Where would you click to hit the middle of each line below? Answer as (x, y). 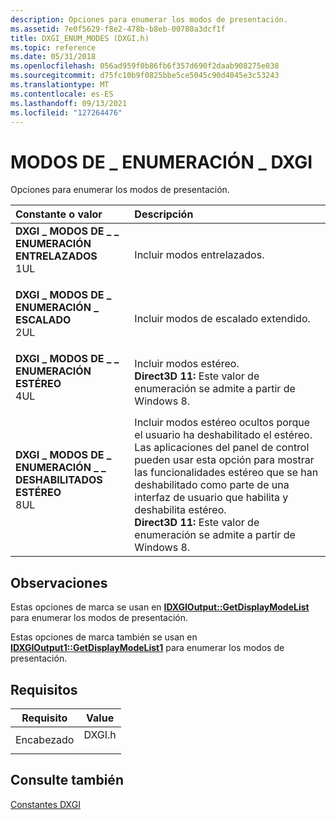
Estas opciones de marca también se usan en (104, 637)
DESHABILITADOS (59, 480)
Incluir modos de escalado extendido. (222, 319)
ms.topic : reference (53, 47)
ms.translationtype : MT (60, 85)
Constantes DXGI (45, 804)
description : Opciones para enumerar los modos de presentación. (149, 19)
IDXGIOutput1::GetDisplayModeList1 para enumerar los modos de (147, 648)
